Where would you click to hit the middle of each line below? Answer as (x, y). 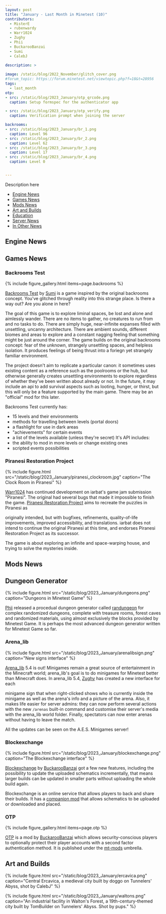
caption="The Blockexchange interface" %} (50, 758)
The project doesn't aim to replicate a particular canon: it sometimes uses (80, 365)
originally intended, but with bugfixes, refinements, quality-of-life (71, 518)
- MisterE (20, 24)
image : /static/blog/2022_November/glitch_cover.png (61, 74)
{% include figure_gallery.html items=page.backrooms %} (64, 283)
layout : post (19, 10)
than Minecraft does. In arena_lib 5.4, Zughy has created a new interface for (83, 678)
